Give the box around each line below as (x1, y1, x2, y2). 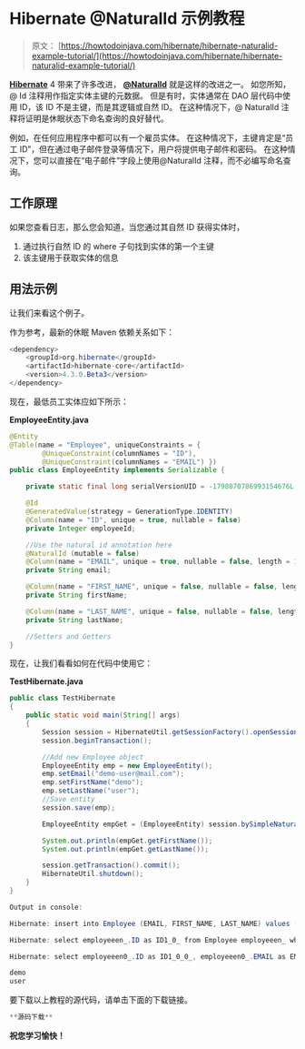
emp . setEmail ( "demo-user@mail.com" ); (42, 770, 184, 779)
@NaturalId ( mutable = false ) (25, 549, 141, 558)
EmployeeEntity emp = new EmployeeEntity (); (42, 761, 213, 770)
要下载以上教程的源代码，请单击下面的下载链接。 (9, 994, 192, 1005)
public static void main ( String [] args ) (25, 711, 181, 720)
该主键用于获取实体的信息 (22, 252, 119, 263)
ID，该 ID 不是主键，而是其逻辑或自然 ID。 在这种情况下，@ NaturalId (19, 101, 280, 112)
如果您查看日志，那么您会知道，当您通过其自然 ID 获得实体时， (9, 221, 245, 232)
